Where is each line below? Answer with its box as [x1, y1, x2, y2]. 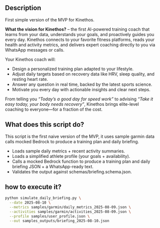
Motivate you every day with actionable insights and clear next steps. [12, 86, 151, 92]
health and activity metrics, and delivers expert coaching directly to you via [5, 41, 156, 48]
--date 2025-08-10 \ [9, 200, 51, 205]
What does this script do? [5, 120, 84, 129]
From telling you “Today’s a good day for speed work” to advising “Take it [5, 96, 154, 102]
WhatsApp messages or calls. [5, 47, 64, 53]
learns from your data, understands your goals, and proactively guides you [5, 31, 154, 37]
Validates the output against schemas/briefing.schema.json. [12, 169, 132, 174]
